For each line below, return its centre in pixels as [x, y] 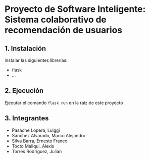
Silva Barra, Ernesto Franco [40, 141]
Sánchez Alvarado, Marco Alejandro [49, 135]
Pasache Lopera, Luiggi [36, 130]
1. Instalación [25, 48]
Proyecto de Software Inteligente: [75, 9]
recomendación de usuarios [63, 30]
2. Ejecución [24, 91]
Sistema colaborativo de [56, 20]
